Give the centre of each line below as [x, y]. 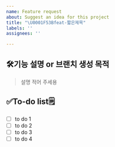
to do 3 [23, 132]
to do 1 [23, 119]
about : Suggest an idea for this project [58, 17]
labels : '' [19, 28]
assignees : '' [24, 34]
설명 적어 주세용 [39, 82]
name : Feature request [34, 12]
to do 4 [23, 139]
